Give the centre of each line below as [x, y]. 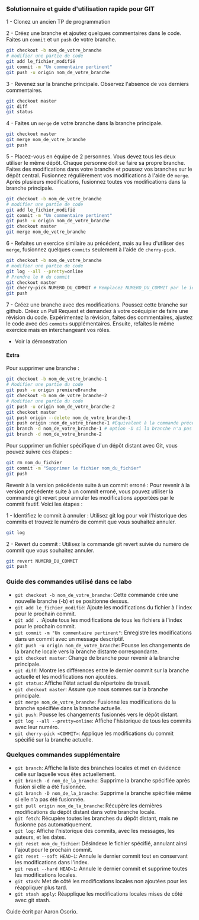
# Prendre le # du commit [38, 277]
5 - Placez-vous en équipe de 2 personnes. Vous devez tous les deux [91, 156]
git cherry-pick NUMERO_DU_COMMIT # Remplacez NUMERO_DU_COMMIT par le [96, 288]
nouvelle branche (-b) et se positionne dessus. [72, 601]
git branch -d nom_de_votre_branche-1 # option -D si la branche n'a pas [99, 429]
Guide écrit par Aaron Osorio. [42, 911]
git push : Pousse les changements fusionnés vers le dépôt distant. [97, 714]
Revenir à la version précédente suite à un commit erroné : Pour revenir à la [98, 485]
